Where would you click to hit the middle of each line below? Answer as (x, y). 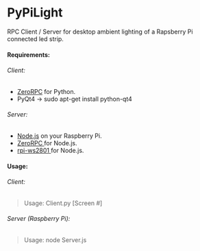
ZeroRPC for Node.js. (47, 143)
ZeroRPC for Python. (46, 91)
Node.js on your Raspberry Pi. (59, 136)
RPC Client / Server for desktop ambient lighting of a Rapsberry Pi (100, 32)
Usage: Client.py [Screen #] (63, 203)
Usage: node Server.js (55, 240)
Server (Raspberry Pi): (39, 219)
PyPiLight (35, 13)
